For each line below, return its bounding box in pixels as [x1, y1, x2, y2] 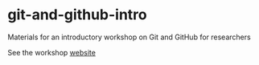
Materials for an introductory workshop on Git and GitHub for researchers [7, 32, 251, 42]
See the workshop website [7, 47, 96, 57]
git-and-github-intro [7, 6, 147, 24]
